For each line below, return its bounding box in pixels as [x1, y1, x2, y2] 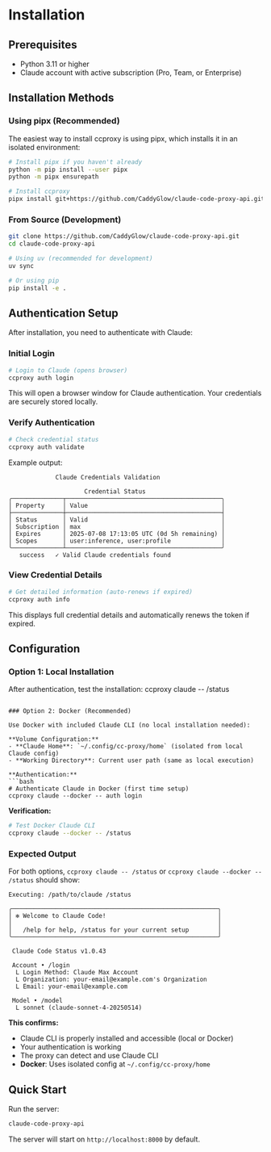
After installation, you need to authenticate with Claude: [8, 328, 194, 337]
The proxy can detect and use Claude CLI [19, 1051, 159, 1061]
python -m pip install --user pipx [8, 165, 128, 174]
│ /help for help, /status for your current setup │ [8, 926, 222, 934]
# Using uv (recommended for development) [8, 254, 153, 263]
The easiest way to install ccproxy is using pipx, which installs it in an [8, 133, 238, 143]
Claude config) [8, 749, 60, 758]
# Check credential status [8, 435, 99, 443]
